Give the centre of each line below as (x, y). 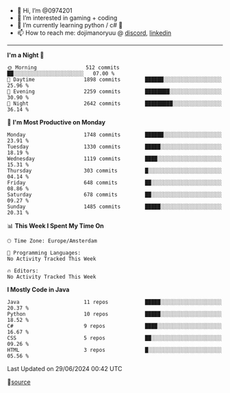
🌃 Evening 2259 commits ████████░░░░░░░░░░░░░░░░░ (115, 92)
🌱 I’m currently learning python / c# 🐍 (70, 25)
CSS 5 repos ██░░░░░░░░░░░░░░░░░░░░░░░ (115, 338)
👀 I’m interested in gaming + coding (67, 18)
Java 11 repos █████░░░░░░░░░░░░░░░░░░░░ (115, 302)
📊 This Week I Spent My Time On (55, 226)
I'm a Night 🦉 (26, 55)
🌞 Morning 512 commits (63, 68)
